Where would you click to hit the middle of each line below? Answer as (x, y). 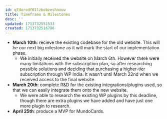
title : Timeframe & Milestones (38, 14)
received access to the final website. (58, 80)
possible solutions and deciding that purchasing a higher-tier (82, 69)
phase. (19, 53)
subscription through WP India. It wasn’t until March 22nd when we (89, 74)
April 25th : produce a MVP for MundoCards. (58, 111)
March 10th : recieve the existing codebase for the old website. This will (86, 42)
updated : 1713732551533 (30, 24)
